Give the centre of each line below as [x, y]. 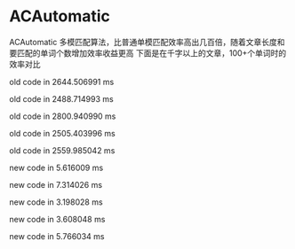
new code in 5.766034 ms [57, 236]
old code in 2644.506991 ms [62, 82]
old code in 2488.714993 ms [61, 98]
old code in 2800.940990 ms [63, 116]
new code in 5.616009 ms [56, 167]
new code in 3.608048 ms [57, 219]
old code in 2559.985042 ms [62, 150]
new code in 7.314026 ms [56, 184]
